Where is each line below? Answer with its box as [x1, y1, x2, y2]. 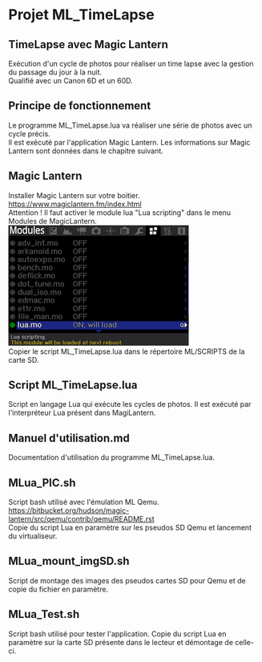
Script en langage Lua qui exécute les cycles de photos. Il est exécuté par [8, 400, 252, 409]
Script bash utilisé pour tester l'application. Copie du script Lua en [8, 628, 227, 639]
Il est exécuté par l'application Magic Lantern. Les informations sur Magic [8, 137, 251, 147]
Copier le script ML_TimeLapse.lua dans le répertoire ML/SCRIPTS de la [8, 347, 245, 356]
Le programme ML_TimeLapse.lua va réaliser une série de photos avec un [8, 120, 252, 130]
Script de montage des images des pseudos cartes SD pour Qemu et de [8, 575, 246, 585]
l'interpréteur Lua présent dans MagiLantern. [8, 408, 156, 418]
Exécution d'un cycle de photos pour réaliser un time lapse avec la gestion [8, 59, 254, 68]
